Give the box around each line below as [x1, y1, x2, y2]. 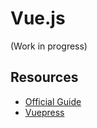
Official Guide [24, 95, 82, 107]
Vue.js [10, 7, 66, 30]
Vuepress [24, 106, 65, 118]
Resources [10, 69, 79, 86]
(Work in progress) [10, 40, 88, 52]
